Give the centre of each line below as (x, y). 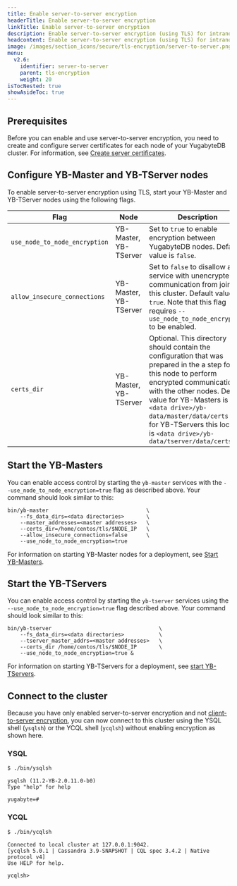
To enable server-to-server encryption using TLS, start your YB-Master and (117, 192)
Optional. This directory (188, 338)
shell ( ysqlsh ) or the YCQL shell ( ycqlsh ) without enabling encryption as (111, 728)
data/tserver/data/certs (191, 441)
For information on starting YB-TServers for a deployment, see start (105, 666)
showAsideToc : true (36, 92)
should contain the (180, 347)
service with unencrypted (192, 276)
